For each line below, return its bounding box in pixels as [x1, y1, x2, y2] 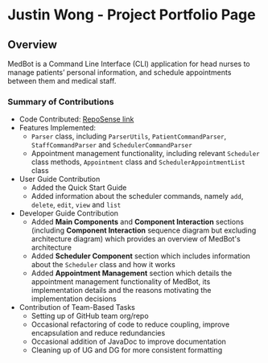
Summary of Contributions [7, 96, 114, 107]
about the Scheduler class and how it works [31, 260, 176, 270]
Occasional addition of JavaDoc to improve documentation [31, 336, 227, 347]
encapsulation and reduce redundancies [31, 328, 166, 338]
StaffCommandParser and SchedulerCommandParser [31, 140, 192, 150]
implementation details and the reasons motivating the [31, 286, 212, 295]
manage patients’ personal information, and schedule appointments [7, 68, 232, 77]
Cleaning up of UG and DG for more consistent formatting [31, 345, 223, 355]
